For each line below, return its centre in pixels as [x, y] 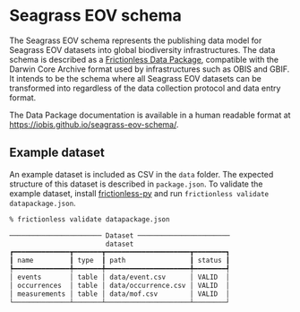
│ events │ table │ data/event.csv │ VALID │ [120, 277]
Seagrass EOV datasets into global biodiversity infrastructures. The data [142, 49]
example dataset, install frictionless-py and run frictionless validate [139, 193]
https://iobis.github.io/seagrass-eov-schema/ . [94, 124]
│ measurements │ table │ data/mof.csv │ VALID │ [120, 294]
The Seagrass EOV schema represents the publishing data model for [136, 40]
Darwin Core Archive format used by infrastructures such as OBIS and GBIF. [150, 69]
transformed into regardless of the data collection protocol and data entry [145, 88]
